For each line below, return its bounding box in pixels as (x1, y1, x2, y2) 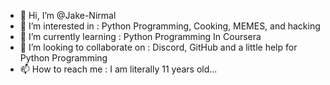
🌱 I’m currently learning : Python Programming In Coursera (19, 31, 262, 42)
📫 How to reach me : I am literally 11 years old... (19, 63, 218, 75)
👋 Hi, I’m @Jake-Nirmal (19, 10, 117, 21)
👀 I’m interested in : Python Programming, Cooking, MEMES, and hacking (19, 20, 321, 32)
